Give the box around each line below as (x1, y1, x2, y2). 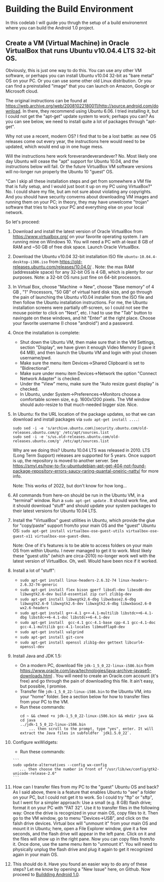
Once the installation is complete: (12, 330, 80, 335)
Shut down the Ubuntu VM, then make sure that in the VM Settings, (20, 339, 155, 345)
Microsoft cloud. (5, 88, 39, 94)
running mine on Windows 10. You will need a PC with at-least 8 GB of (12, 238, 153, 244)
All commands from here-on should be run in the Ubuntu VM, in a (12, 492, 144, 498)
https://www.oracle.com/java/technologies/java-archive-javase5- (20, 667, 152, 673)
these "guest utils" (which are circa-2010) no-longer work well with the (12, 552, 156, 559)
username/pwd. (20, 355, 52, 360)
